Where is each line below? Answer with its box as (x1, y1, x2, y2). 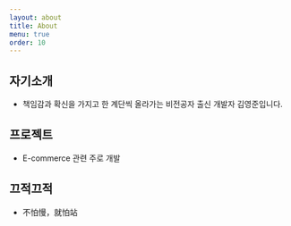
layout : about (9, 13, 63, 22)
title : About (9, 21, 58, 30)
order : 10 (9, 38, 47, 47)
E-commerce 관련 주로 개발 (21, 153, 121, 163)
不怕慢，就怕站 (21, 206, 78, 217)
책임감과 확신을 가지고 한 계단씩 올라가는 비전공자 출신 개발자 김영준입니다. (21, 99, 284, 110)
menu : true (9, 29, 50, 38)
